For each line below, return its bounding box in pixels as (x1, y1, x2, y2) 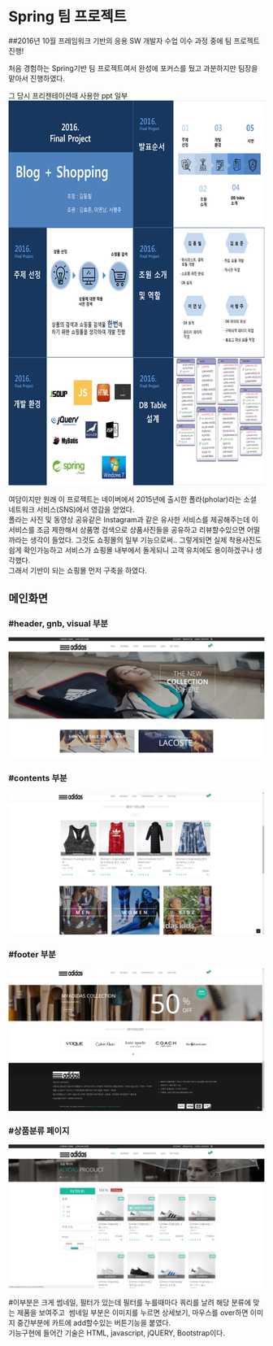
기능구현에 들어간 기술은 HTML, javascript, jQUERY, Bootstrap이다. (8, 1328, 225, 1338)
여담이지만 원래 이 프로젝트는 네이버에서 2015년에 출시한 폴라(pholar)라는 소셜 (8, 494, 258, 504)
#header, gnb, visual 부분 (8, 617, 108, 629)
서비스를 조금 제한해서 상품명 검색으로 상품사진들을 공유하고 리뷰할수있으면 (8, 525, 245, 534)
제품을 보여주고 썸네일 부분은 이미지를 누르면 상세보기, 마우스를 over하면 (16, 1308, 249, 1318)
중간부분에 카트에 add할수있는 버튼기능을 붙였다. (16, 1318, 171, 1328)
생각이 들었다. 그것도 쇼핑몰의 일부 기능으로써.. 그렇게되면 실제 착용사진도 (29, 534, 262, 545)
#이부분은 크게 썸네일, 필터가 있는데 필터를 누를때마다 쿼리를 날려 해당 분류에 (8, 1298, 252, 1308)
